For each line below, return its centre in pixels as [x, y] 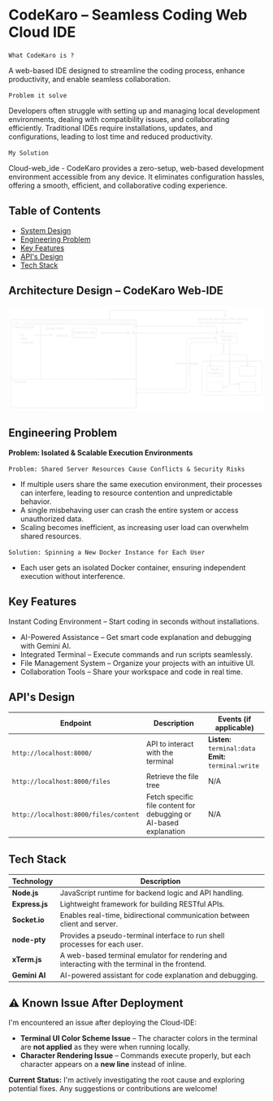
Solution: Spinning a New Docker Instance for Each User [107, 552]
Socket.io [28, 920]
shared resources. [50, 536]
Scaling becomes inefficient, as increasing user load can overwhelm [134, 527]
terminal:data [232, 749]
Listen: [220, 740]
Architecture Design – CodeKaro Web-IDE [116, 291]
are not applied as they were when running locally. [105, 1047]
